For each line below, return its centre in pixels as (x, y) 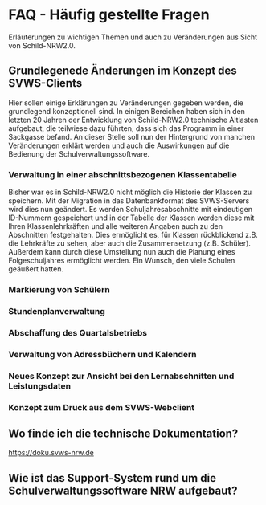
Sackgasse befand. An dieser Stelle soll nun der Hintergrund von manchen (132, 136)
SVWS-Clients (45, 83)
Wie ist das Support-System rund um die (113, 478)
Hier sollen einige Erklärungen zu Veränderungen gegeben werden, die (126, 103)
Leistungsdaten (40, 385)
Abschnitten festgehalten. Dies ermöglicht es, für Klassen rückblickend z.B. (133, 235)
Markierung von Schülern (59, 289)
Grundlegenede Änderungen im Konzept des (123, 71)
